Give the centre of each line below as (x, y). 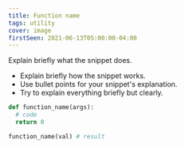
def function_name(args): (51, 107)
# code (26, 115)
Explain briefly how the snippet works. (83, 76)
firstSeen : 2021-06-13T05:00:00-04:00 (73, 38)
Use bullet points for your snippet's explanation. (98, 84)
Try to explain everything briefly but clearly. (91, 93)
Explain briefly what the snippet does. (70, 60)
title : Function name (44, 16)
